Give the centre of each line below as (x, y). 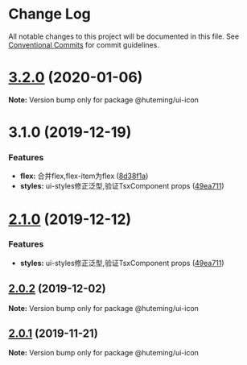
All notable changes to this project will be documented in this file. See (124, 36)
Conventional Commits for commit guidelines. (84, 44)
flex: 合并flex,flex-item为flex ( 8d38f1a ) (84, 176)
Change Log (49, 14)
